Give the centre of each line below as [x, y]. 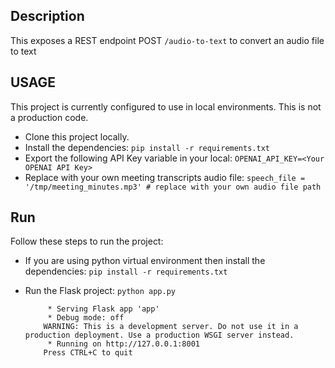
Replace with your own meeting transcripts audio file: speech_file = [165, 177]
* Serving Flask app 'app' [103, 309]
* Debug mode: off [86, 318]
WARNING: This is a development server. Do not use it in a [171, 327]
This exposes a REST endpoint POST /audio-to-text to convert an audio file [167, 40]
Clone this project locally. [77, 136]
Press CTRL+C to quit [88, 353]
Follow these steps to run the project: [87, 241]
